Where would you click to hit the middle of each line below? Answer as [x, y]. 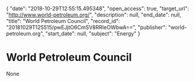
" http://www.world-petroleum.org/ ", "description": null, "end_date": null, [94, 15]
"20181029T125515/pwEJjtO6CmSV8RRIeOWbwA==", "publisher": [87, 27]
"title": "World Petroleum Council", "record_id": [63, 21]
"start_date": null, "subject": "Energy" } [93, 34]
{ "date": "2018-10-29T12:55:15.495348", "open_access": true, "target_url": [97, 9]
